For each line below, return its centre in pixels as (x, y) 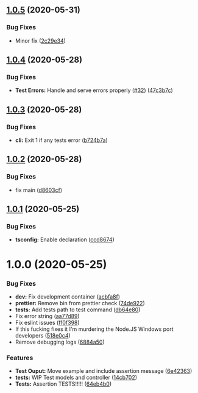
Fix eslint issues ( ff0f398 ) (48, 322)
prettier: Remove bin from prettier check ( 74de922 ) (80, 303)
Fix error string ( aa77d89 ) (48, 316)
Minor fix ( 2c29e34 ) (40, 41)
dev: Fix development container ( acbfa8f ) (68, 296)
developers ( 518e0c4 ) (43, 335)
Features (20, 358)
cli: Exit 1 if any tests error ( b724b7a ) (61, 140)
